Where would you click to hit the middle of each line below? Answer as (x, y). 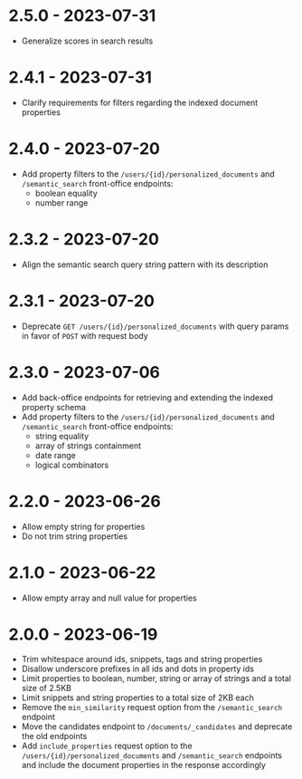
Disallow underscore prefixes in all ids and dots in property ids (138, 669)
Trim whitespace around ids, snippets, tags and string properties (142, 659)
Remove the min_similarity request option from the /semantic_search (151, 707)
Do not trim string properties (75, 536)
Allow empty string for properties (83, 526)
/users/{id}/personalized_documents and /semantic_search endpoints (151, 755)
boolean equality (66, 193)
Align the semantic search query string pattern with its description (145, 264)
